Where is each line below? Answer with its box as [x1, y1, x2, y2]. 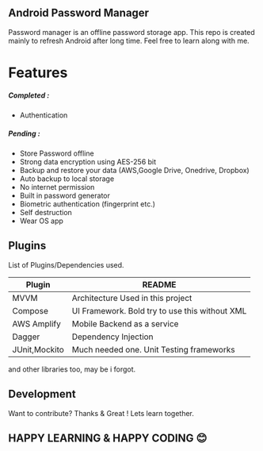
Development [8, 387, 77, 401]
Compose [12, 305, 49, 316]
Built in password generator [19, 191, 111, 200]
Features [8, 64, 68, 82]
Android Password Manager [8, 6, 149, 20]
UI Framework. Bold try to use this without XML [71, 305, 247, 316]
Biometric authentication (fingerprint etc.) [19, 199, 156, 209]
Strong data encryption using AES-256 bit [19, 156, 157, 166]
